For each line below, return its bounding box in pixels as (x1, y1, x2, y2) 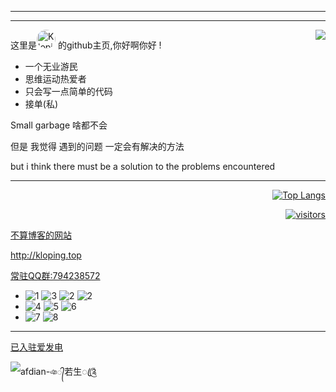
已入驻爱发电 (10, 341, 63, 353)
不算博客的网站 (10, 229, 72, 241)
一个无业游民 (24, 61, 78, 72)
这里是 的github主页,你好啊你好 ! (10, 39, 162, 51)
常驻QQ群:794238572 (10, 270, 101, 281)
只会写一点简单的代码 (24, 86, 113, 97)
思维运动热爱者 (24, 73, 87, 85)
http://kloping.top (10, 249, 82, 261)
